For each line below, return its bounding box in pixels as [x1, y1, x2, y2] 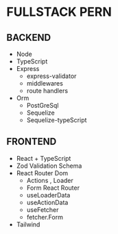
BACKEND [6, 32, 51, 43]
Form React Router [26, 184, 80, 192]
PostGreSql [26, 101, 59, 109]
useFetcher [26, 205, 59, 214]
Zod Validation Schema [16, 162, 82, 170]
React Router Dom [16, 168, 69, 177]
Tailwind [16, 220, 40, 228]
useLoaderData [26, 191, 71, 199]
